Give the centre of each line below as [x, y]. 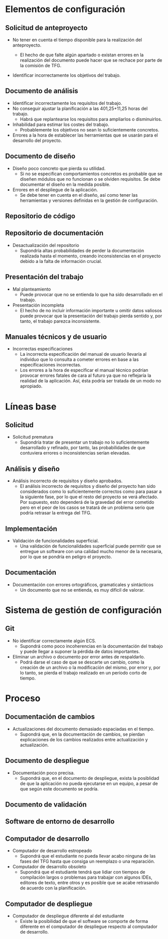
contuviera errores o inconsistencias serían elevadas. [75, 453]
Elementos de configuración [65, 9]
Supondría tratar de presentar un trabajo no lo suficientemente [85, 442]
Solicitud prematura [33, 437]
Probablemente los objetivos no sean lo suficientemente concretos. [90, 129]
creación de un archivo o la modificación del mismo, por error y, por [90, 667]
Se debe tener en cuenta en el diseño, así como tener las [79, 195]
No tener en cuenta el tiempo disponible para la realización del [77, 40]
